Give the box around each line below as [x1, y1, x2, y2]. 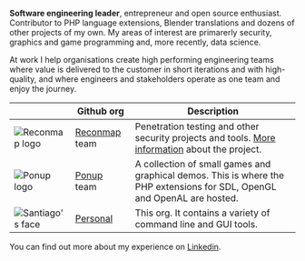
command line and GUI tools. [134, 218, 259, 230]
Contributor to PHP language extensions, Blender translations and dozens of [9, 17, 295, 28]
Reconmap [74, 126, 122, 138]
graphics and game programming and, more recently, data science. [9, 36, 261, 47]
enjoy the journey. [9, 84, 77, 94]
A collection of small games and [134, 158, 271, 170]
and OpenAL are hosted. [134, 192, 239, 204]
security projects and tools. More [134, 132, 276, 144]
